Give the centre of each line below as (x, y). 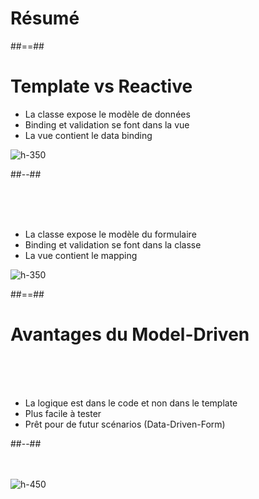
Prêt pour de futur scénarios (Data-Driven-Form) (125, 424)
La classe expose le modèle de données (107, 114)
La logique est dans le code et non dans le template (131, 403)
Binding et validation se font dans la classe (113, 244)
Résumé (45, 18)
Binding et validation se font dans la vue (107, 124)
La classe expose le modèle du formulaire (110, 234)
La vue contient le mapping (81, 255)
